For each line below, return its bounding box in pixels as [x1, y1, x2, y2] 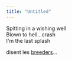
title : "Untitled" [6, 8, 51, 15]
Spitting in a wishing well [6, 25, 67, 32]
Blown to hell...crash [6, 30, 56, 38]
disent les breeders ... [6, 48, 58, 56]
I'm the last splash [6, 37, 51, 44]
